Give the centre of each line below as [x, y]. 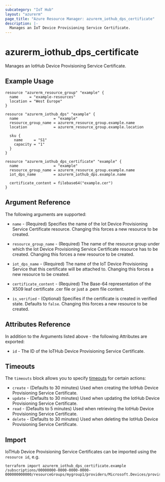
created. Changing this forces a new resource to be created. [73, 254]
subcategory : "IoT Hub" [29, 10]
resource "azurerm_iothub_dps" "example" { [50, 114]
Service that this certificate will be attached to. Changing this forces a [83, 269]
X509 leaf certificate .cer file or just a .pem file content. [68, 289]
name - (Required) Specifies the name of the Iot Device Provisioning [80, 224]
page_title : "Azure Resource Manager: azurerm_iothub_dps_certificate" [80, 19]
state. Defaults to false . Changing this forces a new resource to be [80, 303]
